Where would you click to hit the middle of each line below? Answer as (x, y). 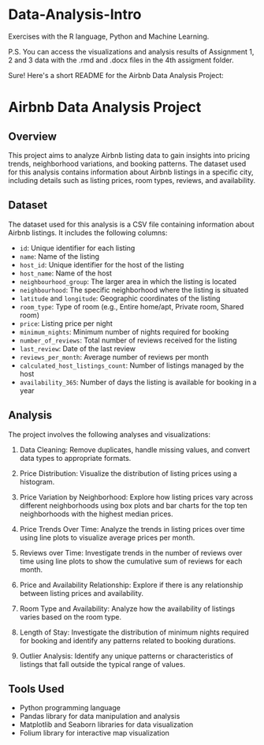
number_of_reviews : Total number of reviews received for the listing (128, 340)
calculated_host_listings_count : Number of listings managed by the (132, 365)
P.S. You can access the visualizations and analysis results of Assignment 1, (131, 51)
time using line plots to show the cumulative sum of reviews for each (131, 561)
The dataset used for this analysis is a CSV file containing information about (131, 224)
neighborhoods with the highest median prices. (96, 514)
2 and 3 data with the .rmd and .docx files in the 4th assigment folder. (121, 60)
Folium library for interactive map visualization (94, 733)
